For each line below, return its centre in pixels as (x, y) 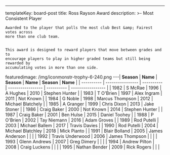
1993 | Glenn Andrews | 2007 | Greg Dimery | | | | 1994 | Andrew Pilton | (80, 142)
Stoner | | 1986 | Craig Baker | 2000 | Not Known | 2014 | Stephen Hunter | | (84, 109)
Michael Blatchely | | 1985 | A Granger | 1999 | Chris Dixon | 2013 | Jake (80, 104)
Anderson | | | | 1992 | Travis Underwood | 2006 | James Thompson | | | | (81, 136)
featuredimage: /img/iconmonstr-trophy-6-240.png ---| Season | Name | (81, 77)
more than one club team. (32, 36)
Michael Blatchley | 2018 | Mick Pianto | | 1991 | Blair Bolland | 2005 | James (84, 131)
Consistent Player (24, 18)
